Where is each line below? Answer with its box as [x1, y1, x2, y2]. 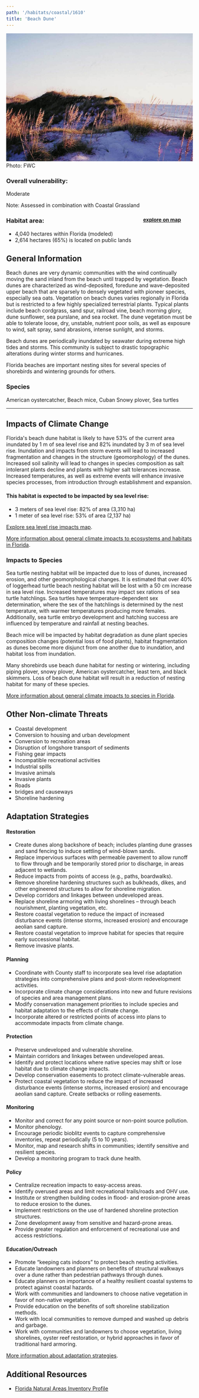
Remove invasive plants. [14, 942, 74, 949]
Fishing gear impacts [14, 750, 66, 757]
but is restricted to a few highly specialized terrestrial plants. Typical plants [6, 301, 189, 308]
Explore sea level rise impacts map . [6, 523, 93, 530]
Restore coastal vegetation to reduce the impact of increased [14, 910, 165, 918]
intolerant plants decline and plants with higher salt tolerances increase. [6, 466, 182, 473]
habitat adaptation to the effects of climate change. [14, 1007, 140, 1014]
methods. [14, 1309, 38, 1316]
